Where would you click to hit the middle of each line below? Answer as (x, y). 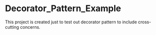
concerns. (30, 27)
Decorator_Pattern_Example (63, 9)
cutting (12, 27)
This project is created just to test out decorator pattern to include (71, 22)
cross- (145, 22)
